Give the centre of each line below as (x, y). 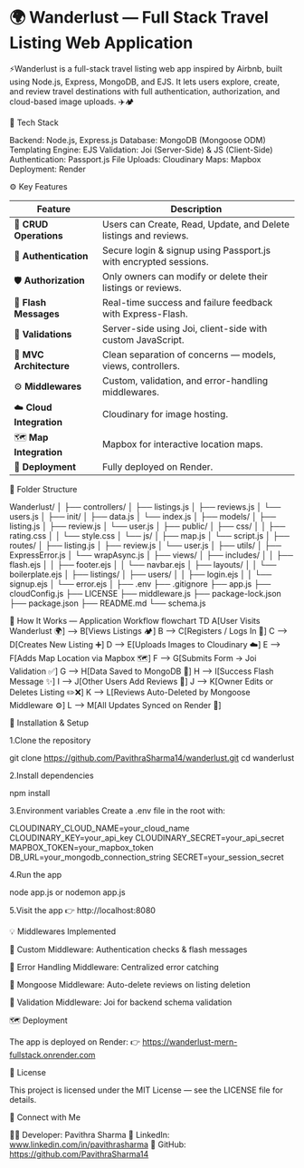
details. (23, 1099)
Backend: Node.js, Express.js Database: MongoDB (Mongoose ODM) (138, 140)
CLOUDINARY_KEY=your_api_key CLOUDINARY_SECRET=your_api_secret (147, 837)
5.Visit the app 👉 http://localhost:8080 (83, 910)
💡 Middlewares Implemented (63, 931)
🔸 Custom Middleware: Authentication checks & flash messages (128, 949)
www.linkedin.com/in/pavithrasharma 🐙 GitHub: (98, 1144)
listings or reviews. (142, 287)
